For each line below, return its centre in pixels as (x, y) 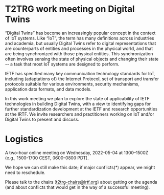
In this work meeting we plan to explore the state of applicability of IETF (77, 98)
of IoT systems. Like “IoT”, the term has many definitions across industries (80, 38)
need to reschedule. (25, 173)
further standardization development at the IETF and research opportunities (81, 109)
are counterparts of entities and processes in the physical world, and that (79, 48)
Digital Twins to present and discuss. (42, 119)
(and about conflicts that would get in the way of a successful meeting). (78, 187)
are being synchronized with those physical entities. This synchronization (79, 54)
